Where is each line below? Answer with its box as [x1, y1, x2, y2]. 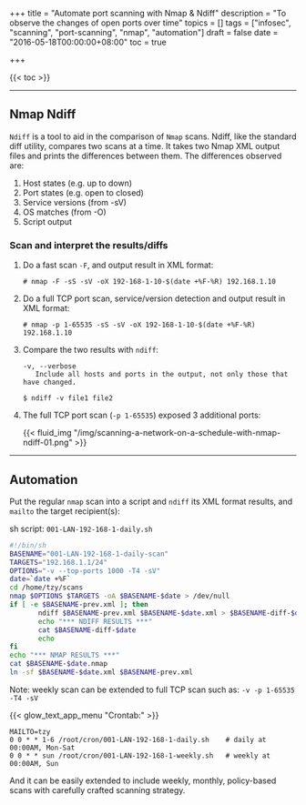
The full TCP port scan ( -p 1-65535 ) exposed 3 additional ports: [22, 409, 261, 421]
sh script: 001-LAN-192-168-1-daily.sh [9, 523, 153, 534]
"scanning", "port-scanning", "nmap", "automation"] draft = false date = [9, 27, 279, 37]
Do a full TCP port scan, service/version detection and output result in [22, 293, 286, 304]
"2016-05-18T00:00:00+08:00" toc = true [9, 36, 167, 47]
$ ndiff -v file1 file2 [22, 394, 114, 403]
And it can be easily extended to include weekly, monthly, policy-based [9, 775, 277, 786]
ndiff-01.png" [22, 437, 73, 448]
